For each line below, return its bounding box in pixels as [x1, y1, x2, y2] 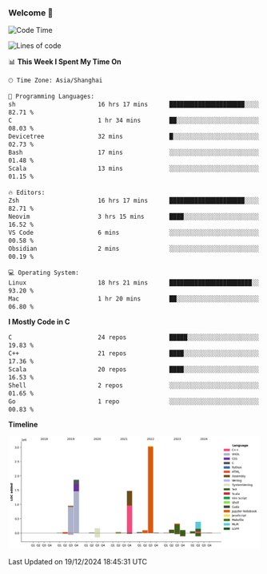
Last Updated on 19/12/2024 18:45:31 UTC [8, 557, 148, 567]
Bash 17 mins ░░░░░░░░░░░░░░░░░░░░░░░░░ [8, 148, 260, 157]
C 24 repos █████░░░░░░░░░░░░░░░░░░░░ [8, 333, 260, 342]
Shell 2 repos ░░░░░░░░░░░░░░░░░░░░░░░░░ [8, 382, 260, 390]
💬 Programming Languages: [8, 92, 94, 101]
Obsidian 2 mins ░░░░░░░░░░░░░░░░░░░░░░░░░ [8, 245, 260, 253]
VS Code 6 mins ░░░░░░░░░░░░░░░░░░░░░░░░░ [8, 228, 260, 237]
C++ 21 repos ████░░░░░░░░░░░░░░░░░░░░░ [8, 350, 260, 358]
